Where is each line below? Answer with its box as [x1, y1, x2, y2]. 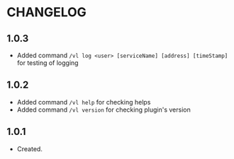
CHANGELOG [6, 4, 87, 20]
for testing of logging [16, 59, 79, 67]
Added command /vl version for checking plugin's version [16, 105, 191, 114]
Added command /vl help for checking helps [16, 98, 151, 106]
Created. [16, 144, 43, 153]
